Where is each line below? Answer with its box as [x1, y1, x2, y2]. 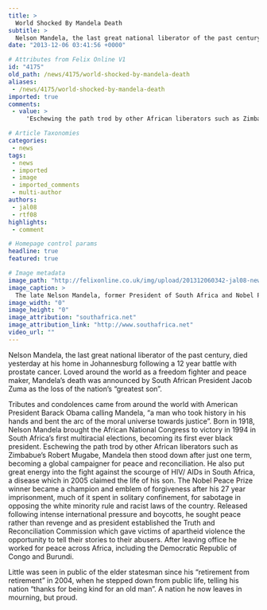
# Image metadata [8, 269, 66, 277]
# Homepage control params [8, 240, 98, 248]
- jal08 [11, 203, 37, 211]
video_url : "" [8, 328, 56, 336]
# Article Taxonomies [8, 129, 80, 138]
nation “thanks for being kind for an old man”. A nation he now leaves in [8, 584, 242, 593]
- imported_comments [11, 181, 80, 190]
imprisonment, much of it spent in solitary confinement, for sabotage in [8, 492, 241, 502]
